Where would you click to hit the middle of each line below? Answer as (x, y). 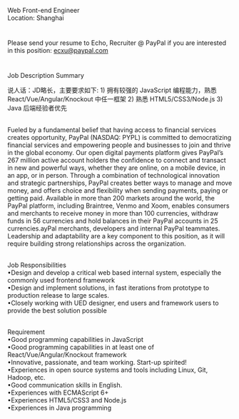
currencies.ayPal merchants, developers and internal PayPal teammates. (114, 228)
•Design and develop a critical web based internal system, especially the (115, 273)
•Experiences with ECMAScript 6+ (58, 393)
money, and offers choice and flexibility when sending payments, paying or (118, 191)
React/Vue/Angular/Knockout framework (67, 355)
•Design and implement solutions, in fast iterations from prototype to (108, 288)
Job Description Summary (46, 76)
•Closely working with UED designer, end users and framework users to (113, 303)
